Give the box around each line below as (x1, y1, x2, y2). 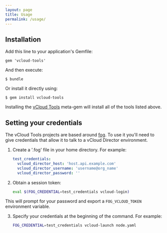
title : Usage (5, 12, 33, 17)
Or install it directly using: (5, 86, 58, 92)
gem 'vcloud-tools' (5, 58, 46, 63)
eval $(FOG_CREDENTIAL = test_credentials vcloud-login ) (12, 189, 130, 194)
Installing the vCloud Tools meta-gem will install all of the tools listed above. (5, 104, 162, 110)
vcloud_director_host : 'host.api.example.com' (17, 161, 116, 166)
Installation (5, 35, 41, 44)
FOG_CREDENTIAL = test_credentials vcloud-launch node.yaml (12, 223, 136, 228)
